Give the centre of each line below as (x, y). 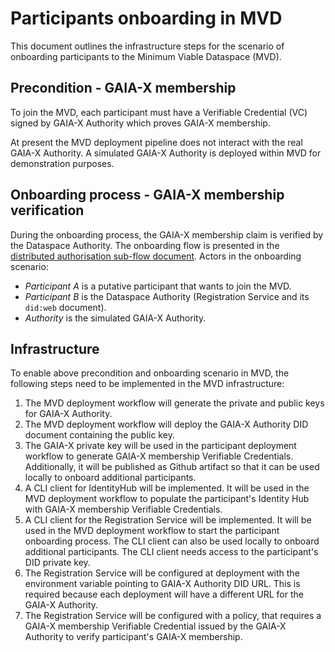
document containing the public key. (99, 435)
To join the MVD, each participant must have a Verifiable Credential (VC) (159, 112)
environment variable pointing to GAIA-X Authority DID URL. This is (162, 584)
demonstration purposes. (62, 163)
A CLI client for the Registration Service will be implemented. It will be (168, 520)
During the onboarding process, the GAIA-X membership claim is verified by (167, 234)
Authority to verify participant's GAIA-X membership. (133, 637)
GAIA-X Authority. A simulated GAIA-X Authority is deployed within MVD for (166, 153)
